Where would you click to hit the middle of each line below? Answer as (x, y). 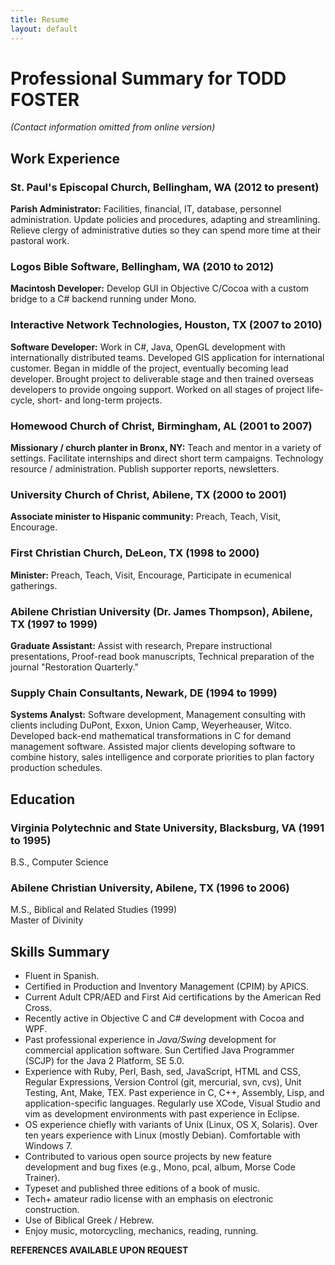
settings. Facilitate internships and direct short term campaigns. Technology (167, 458)
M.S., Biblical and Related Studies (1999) (94, 910)
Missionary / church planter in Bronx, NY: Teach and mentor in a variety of (166, 448)
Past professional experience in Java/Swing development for (150, 1039)
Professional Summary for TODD (148, 78)
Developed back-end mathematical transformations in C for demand (151, 736)
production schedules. (56, 768)
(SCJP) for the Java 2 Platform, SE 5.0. (104, 1060)
